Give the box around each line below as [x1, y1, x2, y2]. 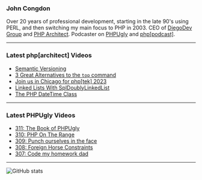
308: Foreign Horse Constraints [14, 143, 93, 151]
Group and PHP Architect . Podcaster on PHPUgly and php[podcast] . [6, 31, 176, 38]
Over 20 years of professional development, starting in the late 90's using [6, 18, 189, 25]
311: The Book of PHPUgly [14, 124, 80, 131]
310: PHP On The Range [14, 131, 75, 138]
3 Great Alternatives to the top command [14, 71, 116, 79]
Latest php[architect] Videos [6, 51, 92, 59]
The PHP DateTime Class [14, 90, 77, 97]
